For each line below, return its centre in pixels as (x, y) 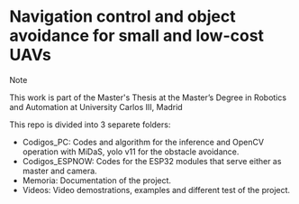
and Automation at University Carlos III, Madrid (96, 107)
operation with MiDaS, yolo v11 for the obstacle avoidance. (131, 152)
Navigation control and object (122, 17)
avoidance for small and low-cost (136, 36)
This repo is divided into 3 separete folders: (90, 125)
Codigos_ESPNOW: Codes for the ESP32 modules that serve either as (152, 161)
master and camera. (59, 171)
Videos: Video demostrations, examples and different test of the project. (156, 190)
